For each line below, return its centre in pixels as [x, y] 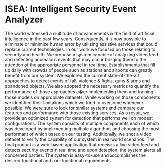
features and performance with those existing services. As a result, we [77, 113]
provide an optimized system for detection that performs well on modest [79, 118]
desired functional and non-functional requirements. [58, 160]
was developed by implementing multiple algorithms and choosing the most [82, 129]
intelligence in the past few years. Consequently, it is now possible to [76, 39]
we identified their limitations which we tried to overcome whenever [74, 102]
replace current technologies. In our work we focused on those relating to [80, 49]
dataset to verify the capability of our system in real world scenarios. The [80, 139]
